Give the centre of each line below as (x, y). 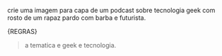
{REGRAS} (22, 32)
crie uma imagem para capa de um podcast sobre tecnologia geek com (111, 10)
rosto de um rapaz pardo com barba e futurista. (77, 18)
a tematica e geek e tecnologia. (70, 45)
